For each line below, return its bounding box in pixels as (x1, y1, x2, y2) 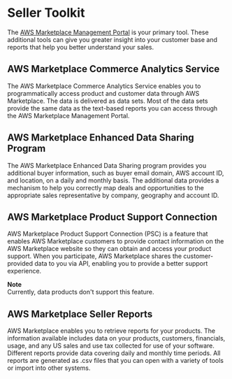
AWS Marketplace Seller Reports (7, 308, 153, 320)
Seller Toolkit (7, 5, 85, 21)
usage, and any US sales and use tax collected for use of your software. (7, 341, 215, 350)
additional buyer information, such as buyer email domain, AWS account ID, (7, 169, 224, 177)
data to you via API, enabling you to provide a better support (34, 259, 208, 268)
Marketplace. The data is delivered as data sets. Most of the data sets (7, 96, 208, 105)
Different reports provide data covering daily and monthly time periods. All (7, 349, 221, 357)
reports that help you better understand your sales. (7, 43, 154, 51)
